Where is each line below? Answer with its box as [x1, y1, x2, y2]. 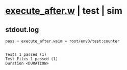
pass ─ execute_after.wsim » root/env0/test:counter [5, 39, 120, 44]
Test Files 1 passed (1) [5, 56, 58, 61]
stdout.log [5, 25, 39, 34]
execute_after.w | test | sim [5, 5, 122, 17]
